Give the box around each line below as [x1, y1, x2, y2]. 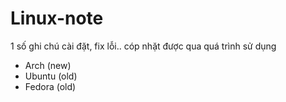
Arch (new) [24, 59, 72, 71]
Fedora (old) [24, 80, 77, 92]
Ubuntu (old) [24, 70, 78, 82]
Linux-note [10, 7, 104, 30]
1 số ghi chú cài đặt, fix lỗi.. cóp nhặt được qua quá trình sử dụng [10, 40, 277, 52]
